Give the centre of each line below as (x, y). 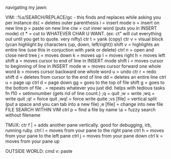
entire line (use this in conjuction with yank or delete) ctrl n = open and (80, 50)
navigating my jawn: (26, 7)
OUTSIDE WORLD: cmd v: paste (39, 151)
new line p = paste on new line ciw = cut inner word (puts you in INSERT (81, 28)
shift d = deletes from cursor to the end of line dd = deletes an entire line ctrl (86, 77)
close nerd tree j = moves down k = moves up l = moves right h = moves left (85, 55)
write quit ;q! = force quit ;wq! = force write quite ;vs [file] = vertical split (81, 99)
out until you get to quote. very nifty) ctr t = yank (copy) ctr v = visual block (84, 39)
